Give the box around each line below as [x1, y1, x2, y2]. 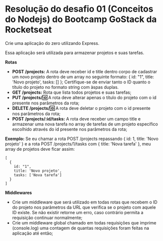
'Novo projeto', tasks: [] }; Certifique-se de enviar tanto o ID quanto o [12, 79, 151, 85]
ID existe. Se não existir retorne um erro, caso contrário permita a [12, 209, 144, 215]
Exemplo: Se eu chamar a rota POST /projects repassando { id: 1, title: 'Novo [5, 136, 159, 141]
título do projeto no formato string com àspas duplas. [12, 84, 119, 90]
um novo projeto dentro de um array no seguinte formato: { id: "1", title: [12, 74, 154, 80]
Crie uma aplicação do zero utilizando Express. [5, 40, 100, 46]
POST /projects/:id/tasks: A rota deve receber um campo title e [12, 116, 141, 121]
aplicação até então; [12, 230, 54, 236]
